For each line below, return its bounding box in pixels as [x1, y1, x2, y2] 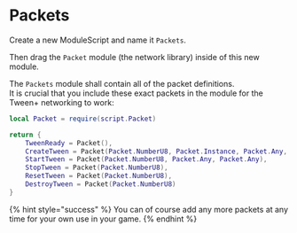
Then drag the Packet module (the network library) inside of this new [9, 51, 260, 62]
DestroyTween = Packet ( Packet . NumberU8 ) [25, 180, 176, 189]
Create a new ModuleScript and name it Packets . [9, 35, 186, 45]
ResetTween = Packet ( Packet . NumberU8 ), [25, 172, 173, 181]
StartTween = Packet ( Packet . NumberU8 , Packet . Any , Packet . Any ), [25, 155, 268, 164]
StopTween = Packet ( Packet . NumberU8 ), [25, 163, 168, 173]
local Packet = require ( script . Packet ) [9, 114, 157, 123]
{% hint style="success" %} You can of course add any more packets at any [9, 204, 289, 214]
